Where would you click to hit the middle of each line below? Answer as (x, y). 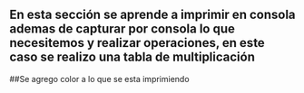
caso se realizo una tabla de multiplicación (132, 57)
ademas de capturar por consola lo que (123, 29)
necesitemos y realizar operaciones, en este (137, 43)
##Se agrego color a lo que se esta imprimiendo (99, 79)
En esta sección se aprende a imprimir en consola (153, 15)
